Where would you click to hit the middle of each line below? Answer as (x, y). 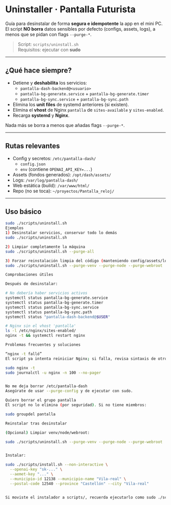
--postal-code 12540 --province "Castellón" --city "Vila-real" (79, 484)
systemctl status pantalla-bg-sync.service (52, 307)
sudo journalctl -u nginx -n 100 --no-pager (53, 373)
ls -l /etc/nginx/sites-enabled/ (41, 331)
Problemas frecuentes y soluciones (43, 345)
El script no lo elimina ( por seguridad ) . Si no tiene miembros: (76, 405)
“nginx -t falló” (24, 354)
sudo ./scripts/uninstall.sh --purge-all (50, 251)
